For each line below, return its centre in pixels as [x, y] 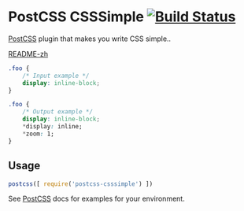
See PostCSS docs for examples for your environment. [96, 199]
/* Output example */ [57, 112]
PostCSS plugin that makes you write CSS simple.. [90, 39]
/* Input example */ [56, 76]
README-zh [28, 54]
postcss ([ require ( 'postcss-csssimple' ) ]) [81, 184]
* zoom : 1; [39, 134]
